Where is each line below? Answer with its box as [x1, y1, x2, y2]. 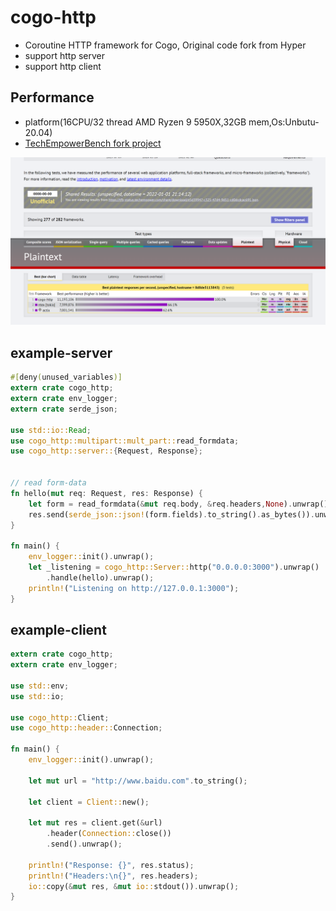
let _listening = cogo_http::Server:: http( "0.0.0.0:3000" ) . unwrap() [28, 562, 320, 573]
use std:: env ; [10, 681, 70, 691]
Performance [10, 89, 95, 106]
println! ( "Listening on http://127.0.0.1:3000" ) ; [28, 583, 240, 593]
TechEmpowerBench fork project [24, 137, 162, 149]
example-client [10, 621, 107, 638]
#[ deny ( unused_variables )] [10, 372, 123, 383]
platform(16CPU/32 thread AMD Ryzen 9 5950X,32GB [24, 116, 247, 128]
